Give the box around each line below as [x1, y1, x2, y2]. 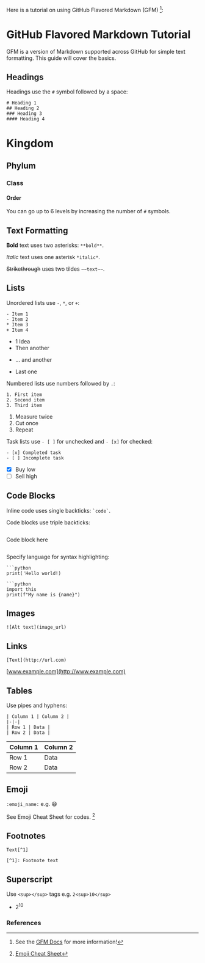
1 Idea [15, 337, 31, 345]
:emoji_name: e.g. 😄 [6, 800, 58, 807]
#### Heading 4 [6, 116, 45, 122]
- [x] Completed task [6, 449, 62, 456]
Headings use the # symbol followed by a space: [6, 88, 128, 95]
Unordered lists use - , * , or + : [6, 299, 80, 306]
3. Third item [6, 402, 43, 408]
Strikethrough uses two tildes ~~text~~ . [6, 265, 105, 273]
